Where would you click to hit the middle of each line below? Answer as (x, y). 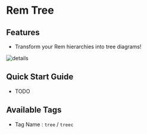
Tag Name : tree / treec (44, 124)
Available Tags (34, 110)
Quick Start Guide (40, 77)
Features (23, 32)
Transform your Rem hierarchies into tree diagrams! (78, 46)
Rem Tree (30, 10)
